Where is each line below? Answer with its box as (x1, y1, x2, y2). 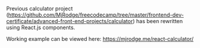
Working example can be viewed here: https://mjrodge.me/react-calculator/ (6, 36, 194, 42)
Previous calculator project (6, 5, 73, 12)
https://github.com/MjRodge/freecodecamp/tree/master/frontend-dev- (8, 11, 184, 18)
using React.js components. (6, 24, 75, 31)
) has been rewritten (132, 18, 183, 24)
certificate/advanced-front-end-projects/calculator (6, 18, 133, 24)
